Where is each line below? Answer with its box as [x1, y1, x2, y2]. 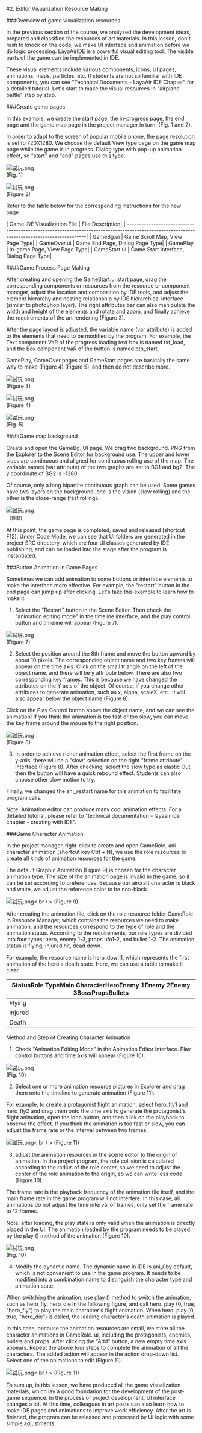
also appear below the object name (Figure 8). [14, 695, 130, 702]
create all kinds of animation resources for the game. [6, 855, 137, 862]
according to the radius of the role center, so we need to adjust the [14, 1164, 181, 1171]
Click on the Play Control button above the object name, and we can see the [6, 707, 195, 713]
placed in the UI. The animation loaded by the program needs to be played [6, 1226, 191, 1233]
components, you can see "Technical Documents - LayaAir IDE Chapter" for [6, 78, 194, 86]
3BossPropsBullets [73, 989, 129, 997]
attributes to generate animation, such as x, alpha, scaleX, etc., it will [14, 689, 185, 695]
